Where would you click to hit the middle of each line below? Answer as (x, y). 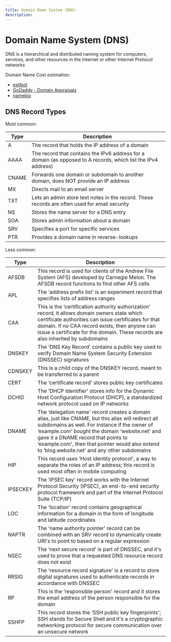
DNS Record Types (36, 112)
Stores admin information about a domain (81, 221)
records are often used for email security (80, 204)
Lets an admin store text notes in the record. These (92, 198)
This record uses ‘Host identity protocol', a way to (97, 459)
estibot (20, 85)
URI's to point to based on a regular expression (93, 541)
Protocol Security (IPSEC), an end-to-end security (98, 486)
